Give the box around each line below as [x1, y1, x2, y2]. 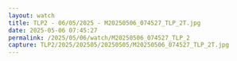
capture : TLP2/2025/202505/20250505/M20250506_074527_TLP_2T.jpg [8, 41, 229, 49]
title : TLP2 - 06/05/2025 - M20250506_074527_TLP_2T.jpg [8, 19, 201, 27]
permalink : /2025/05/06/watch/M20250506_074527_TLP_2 [8, 33, 191, 42]
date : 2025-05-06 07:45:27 [8, 26, 98, 34]
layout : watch [8, 11, 56, 20]
